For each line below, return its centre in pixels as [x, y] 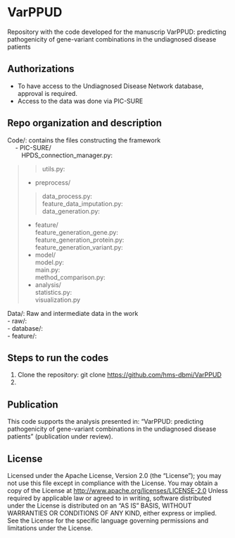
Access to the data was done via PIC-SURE [80, 101]
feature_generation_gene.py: [76, 232]
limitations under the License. [50, 528]
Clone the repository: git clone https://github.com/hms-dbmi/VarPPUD [119, 375]
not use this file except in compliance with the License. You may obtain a [113, 483]
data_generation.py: [71, 211]
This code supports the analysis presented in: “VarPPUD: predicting [106, 422]
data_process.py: [67, 196]
